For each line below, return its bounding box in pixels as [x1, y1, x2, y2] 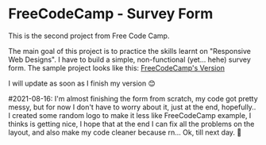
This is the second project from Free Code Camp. [8, 31, 170, 40]
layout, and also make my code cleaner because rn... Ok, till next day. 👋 [8, 128, 242, 137]
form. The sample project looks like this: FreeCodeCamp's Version [8, 63, 225, 72]
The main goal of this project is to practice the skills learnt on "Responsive [8, 46, 252, 55]
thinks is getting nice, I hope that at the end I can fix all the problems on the [8, 119, 255, 128]
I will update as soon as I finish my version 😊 [8, 78, 156, 88]
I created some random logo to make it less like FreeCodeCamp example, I [8, 110, 252, 120]
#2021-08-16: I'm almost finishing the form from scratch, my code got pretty [8, 93, 258, 103]
